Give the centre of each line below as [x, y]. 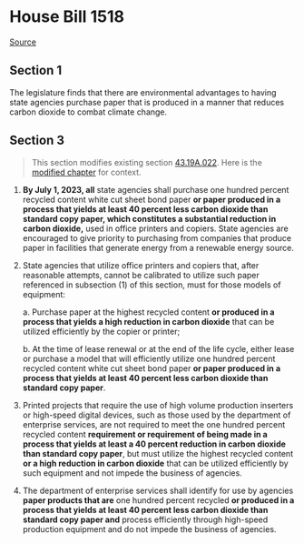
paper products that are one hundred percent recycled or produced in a [158, 500]
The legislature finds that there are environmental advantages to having [143, 92]
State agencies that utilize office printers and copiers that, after [141, 265]
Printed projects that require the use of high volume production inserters [158, 405]
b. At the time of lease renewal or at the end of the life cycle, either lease [158, 348]
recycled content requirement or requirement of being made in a [145, 434]
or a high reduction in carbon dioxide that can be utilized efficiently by [155, 463]
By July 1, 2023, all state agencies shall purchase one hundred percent [156, 189]
